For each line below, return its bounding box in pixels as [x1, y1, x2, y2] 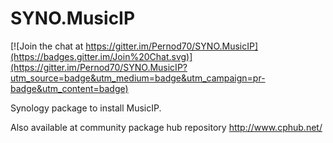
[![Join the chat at [10, 40, 84, 52]
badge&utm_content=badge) [10, 82, 129, 94]
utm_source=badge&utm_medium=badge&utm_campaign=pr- [10, 72, 266, 84]
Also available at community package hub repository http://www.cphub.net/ [10, 121, 323, 133]
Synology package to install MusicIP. [10, 102, 162, 114]
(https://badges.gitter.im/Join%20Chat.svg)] [10, 50, 193, 62]
